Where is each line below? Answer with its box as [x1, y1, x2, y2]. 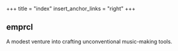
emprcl [6, 22, 33, 32]
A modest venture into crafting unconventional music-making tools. [6, 38, 173, 45]
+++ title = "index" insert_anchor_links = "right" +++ [6, 5, 136, 12]
